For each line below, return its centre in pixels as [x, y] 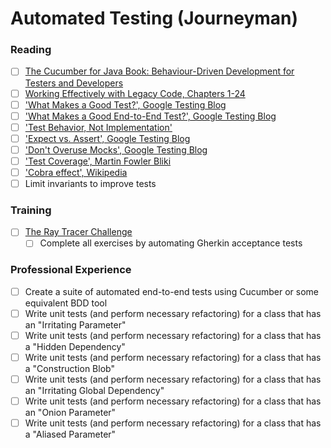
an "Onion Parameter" [70, 413]
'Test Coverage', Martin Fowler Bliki [98, 161]
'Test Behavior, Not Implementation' [98, 127]
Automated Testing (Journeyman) [154, 18]
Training [31, 210]
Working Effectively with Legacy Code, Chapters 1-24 [135, 93]
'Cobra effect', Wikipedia [76, 172]
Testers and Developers [74, 83]
